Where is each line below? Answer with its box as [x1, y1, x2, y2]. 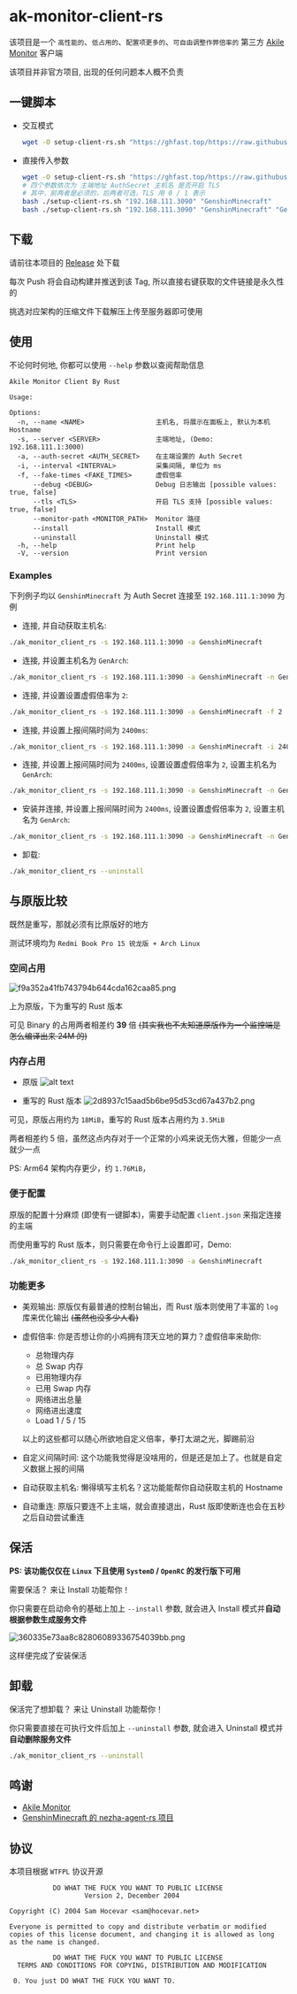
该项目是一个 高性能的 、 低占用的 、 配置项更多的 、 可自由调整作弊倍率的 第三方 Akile [9, 36, 285, 47]
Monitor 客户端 [9, 47, 64, 58]
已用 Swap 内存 [34, 1382, 92, 1393]
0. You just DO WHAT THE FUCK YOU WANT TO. [12, 1976, 176, 1986]
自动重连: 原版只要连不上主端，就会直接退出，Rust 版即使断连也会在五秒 [21, 1500, 286, 1511]
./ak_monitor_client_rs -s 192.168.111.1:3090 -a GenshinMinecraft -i [9, 742, 275, 751]
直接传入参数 [21, 155, 69, 166]
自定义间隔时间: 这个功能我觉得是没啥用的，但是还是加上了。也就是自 [21, 1451, 275, 1462]
